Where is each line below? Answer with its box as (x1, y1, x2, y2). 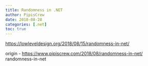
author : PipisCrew (5, 12, 45, 17)
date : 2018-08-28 (5, 17, 43, 22)
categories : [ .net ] (5, 21, 47, 27)
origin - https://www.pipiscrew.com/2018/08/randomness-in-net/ (5, 51, 143, 57)
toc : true (5, 27, 27, 32)
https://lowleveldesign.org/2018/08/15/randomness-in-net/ (5, 40, 130, 47)
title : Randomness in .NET (5, 7, 63, 13)
